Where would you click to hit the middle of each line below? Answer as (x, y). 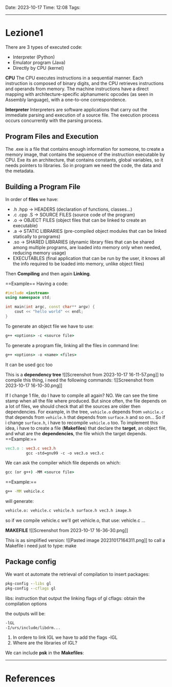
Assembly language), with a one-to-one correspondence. (66, 99)
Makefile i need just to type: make (41, 546)
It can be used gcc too (29, 365)
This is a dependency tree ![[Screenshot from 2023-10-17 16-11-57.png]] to (85, 374)
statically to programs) (36, 236)
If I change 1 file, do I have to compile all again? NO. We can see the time (82, 395)
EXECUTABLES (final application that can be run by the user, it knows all (89, 258)
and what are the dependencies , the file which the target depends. (76, 433)
